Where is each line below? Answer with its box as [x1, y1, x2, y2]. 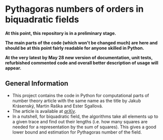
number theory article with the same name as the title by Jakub [12, 98, 141, 104]
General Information [5, 79, 69, 88]
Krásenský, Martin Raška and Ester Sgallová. [12, 103, 103, 109]
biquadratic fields [5, 14, 80, 25]
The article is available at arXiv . [12, 108, 77, 114]
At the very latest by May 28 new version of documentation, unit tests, [5, 54, 153, 60]
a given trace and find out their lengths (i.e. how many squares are [12, 118, 148, 124]
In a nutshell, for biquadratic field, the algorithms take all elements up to [12, 113, 159, 119]
